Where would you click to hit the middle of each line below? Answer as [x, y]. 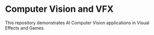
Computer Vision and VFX [60, 9]
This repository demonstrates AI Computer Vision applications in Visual [77, 23]
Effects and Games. [25, 28]
